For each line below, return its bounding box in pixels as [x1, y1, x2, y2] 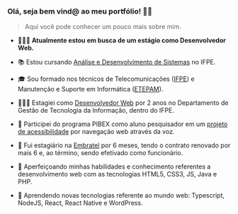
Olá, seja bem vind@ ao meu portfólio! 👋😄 [7, 6, 153, 16]
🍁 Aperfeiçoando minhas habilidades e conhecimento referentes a [17, 162, 211, 171]
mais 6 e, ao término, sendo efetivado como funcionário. [17, 149, 183, 157]
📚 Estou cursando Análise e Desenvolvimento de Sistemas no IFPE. [17, 58, 216, 67]
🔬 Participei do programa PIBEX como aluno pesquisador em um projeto [17, 120, 228, 128]
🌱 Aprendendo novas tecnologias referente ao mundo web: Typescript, [17, 191, 225, 200]
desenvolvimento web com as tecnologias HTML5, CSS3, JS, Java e [17, 170, 217, 179]
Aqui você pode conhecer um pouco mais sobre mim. [24, 23, 182, 31]
